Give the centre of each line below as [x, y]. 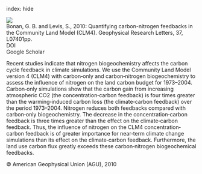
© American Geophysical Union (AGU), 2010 [62, 164]
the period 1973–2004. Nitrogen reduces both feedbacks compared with [96, 108]
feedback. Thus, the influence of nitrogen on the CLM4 [75, 127]
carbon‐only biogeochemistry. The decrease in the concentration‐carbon [97, 114]
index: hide [20, 9]
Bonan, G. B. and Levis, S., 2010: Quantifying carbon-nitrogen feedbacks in [99, 26]
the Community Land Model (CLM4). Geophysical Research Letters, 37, [95, 33]
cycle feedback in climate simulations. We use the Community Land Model [99, 70]
